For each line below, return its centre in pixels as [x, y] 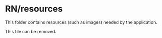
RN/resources [34, 9]
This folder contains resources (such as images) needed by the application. [81, 22]
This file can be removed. [31, 31]
